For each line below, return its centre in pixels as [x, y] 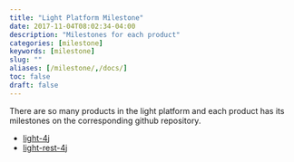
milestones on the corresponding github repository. [105, 120]
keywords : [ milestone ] [52, 52]
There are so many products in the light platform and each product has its [147, 110]
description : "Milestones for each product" [95, 34]
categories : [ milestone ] [56, 43]
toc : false [30, 77]
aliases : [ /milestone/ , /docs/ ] [69, 69]
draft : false [34, 85]
